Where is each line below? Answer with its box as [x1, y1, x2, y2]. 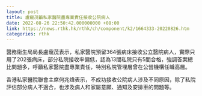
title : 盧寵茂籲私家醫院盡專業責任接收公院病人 [6, 14, 111, 20]
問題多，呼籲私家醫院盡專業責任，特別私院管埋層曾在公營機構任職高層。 [11, 64, 191, 71]
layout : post [6, 8, 39, 15]
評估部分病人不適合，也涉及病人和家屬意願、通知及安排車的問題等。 [6, 83, 175, 91]
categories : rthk [6, 31, 50, 37]
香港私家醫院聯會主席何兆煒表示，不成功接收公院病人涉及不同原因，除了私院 [6, 76, 196, 83]
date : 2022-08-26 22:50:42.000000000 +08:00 [6, 20, 120, 26]
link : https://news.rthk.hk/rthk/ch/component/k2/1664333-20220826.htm [6, 25, 189, 32]
